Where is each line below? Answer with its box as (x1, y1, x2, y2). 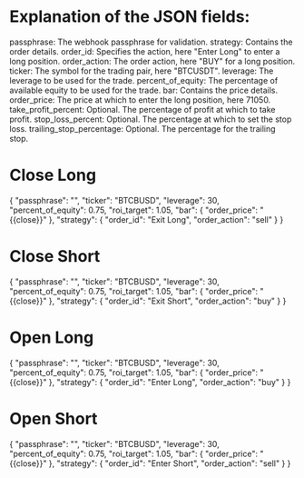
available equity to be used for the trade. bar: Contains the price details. (9, 85, 279, 95)
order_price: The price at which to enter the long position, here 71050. (9, 94, 271, 105)
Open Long (9, 327, 94, 347)
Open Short (9, 408, 98, 429)
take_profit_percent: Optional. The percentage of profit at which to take (9, 104, 276, 115)
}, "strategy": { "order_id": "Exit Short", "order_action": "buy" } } (48, 295, 287, 306)
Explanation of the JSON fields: (9, 6, 250, 27)
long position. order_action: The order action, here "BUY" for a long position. (9, 55, 296, 66)
